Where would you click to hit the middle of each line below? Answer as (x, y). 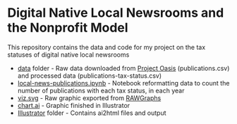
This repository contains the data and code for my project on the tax (107, 47)
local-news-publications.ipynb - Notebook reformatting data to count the (123, 83)
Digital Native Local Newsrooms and (116, 13)
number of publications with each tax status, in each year (101, 90)
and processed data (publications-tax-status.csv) (90, 76)
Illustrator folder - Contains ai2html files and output (92, 113)
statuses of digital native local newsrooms (68, 55)
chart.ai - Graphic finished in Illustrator (74, 105)
